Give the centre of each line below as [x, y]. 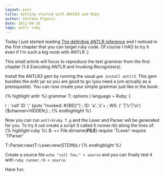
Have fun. [15, 170]
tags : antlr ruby [23, 28]
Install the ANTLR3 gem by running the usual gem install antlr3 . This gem [81, 76]
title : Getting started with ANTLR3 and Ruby [52, 14]
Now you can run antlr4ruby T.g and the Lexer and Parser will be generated [82, 120]
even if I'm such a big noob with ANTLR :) [47, 52]
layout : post [18, 10]
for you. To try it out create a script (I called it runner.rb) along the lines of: [80, 126]
